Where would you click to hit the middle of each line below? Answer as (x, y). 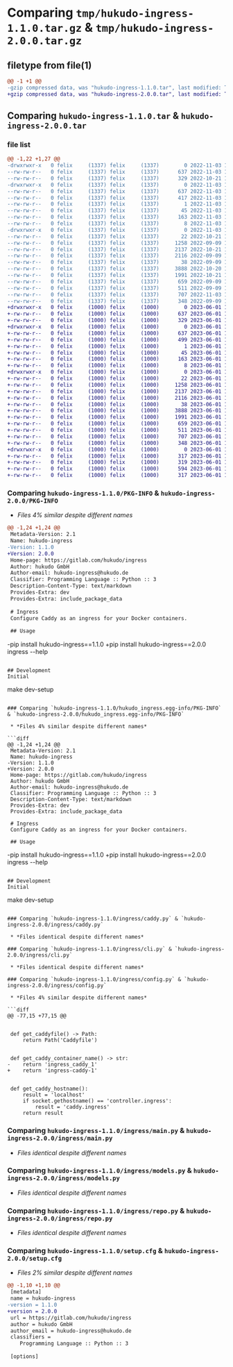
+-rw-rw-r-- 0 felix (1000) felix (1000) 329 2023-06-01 (114, 321)
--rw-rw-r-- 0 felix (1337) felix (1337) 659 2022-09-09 (114, 282)
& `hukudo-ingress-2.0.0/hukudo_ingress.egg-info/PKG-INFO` (96, 714)
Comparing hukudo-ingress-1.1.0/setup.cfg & (85, 1251)
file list (19, 144)
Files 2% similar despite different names (75, 1273)
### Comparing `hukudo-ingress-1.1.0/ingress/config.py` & (94, 980)
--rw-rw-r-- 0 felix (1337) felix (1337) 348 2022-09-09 (114, 301)
